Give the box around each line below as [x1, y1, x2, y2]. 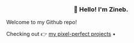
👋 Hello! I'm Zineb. [73, 5, 129, 14]
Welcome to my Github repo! [6, 19, 77, 26]
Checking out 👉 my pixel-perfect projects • [6, 31, 116, 38]
